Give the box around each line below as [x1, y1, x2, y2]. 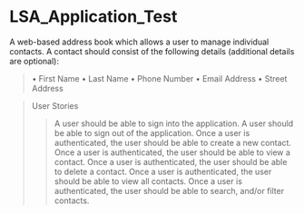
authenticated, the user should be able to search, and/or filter [54, 185, 284, 196]
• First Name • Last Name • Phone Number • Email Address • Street [31, 73, 288, 83]
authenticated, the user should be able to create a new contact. [54, 137, 292, 148]
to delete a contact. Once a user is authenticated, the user [54, 166, 272, 177]
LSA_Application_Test [9, 6, 178, 27]
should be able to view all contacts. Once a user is [54, 175, 243, 187]
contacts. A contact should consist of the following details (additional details [9, 45, 295, 56]
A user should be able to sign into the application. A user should [54, 118, 294, 129]
